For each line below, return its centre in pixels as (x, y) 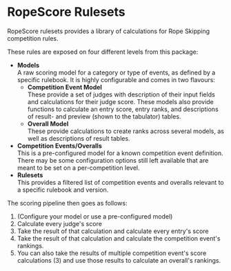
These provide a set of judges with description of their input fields (121, 94)
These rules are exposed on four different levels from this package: (103, 52)
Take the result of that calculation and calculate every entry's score (113, 231)
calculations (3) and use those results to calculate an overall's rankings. (119, 260)
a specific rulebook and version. (63, 190)
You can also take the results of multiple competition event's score (112, 253)
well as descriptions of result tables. (79, 138)
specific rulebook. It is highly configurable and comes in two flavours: (116, 79)
